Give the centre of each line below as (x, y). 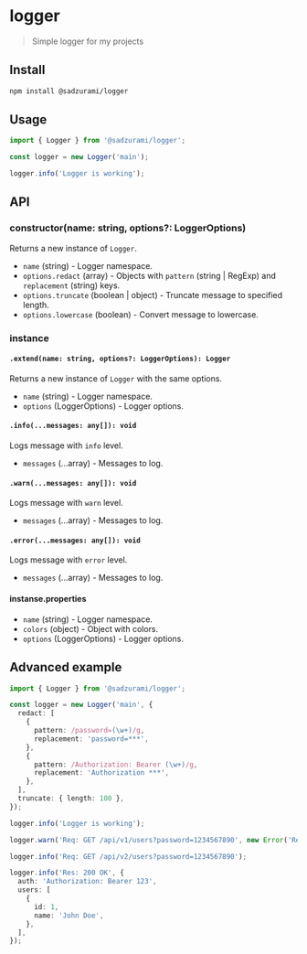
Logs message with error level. (69, 560)
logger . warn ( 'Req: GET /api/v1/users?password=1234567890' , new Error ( (148, 840)
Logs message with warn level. (66, 503)
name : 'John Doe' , (69, 916)
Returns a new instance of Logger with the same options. (116, 378)
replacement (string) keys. (71, 285)
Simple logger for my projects (88, 41)
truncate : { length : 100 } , (71, 799)
